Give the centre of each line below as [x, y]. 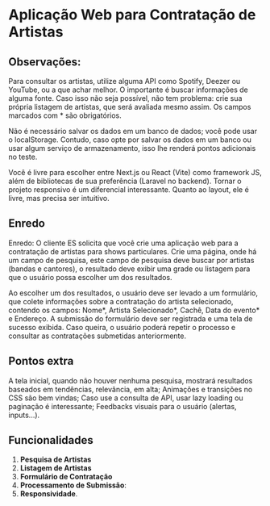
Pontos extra [41, 361]
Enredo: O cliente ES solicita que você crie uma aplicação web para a [124, 243]
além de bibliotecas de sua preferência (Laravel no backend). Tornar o [125, 181]
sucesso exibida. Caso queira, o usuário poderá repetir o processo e [122, 327]
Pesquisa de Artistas [56, 460]
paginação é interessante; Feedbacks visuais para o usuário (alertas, [123, 406]
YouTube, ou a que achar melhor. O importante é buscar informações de [128, 90]
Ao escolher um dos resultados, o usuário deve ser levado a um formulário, [133, 293]
